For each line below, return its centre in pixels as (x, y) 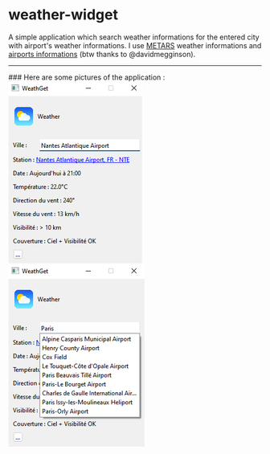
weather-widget (63, 15)
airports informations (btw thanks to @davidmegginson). (102, 54)
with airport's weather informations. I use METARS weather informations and (135, 45)
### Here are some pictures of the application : (87, 77)
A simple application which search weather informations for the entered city (134, 37)
